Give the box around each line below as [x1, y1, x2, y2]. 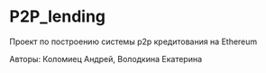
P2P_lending [9, 6, 106, 27]
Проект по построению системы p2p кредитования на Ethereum [9, 36, 258, 47]
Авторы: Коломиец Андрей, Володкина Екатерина [9, 53, 203, 64]
